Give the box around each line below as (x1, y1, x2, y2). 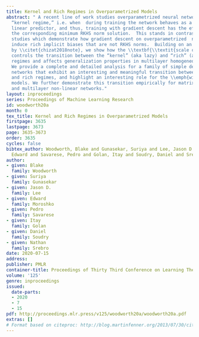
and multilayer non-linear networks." (11, 86, 108, 92)
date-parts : (11, 289, 41, 295)
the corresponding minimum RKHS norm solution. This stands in (11, 31, 174, 37)
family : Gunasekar (11, 179, 57, 185)
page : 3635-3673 (6, 129, 46, 136)
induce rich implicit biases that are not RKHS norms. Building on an (11, 42, 192, 48)
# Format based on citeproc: (6, 322, 78, 328)
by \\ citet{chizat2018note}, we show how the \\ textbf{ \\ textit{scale (11, 47, 190, 53)
